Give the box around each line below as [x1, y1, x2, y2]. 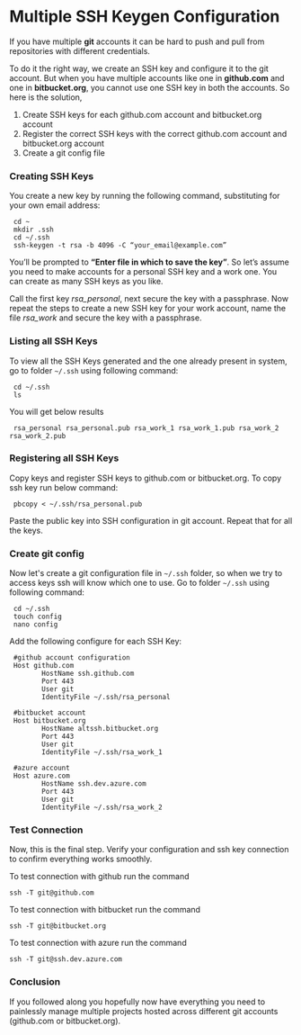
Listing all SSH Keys [9, 335, 99, 347]
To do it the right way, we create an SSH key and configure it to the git [9, 63, 270, 74]
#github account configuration [13, 653, 130, 662]
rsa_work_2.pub [9, 431, 66, 440]
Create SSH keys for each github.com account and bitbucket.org [22, 109, 262, 120]
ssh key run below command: [9, 481, 119, 492]
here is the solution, [9, 92, 83, 103]
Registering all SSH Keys [9, 452, 120, 464]
